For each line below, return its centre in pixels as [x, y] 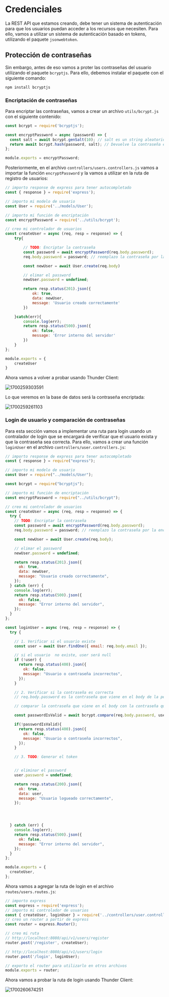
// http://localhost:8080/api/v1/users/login [54, 952]
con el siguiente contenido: [33, 116]
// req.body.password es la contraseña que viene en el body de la [86, 697]
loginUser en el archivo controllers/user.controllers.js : [65, 447]
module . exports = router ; [32, 970]
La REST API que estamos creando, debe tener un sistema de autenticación [83, 23]
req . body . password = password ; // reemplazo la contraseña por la [85, 531]
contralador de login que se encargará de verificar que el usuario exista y [81, 436]
